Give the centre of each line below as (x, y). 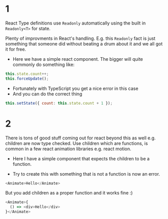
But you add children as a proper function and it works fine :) (69, 193)
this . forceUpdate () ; (27, 79)
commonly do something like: (44, 64)
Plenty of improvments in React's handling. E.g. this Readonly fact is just (80, 38)
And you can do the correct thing (47, 94)
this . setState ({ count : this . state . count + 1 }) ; (59, 103)
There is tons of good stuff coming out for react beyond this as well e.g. (81, 138)
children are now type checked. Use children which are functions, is (77, 143)
